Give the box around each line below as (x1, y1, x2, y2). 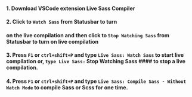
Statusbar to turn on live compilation (6, 38, 99, 45)
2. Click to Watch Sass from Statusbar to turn (6, 18, 117, 25)
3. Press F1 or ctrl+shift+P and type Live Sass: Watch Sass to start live (6, 51, 184, 59)
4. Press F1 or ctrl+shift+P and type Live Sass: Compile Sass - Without (6, 77, 187, 85)
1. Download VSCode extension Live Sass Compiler (6, 5, 135, 12)
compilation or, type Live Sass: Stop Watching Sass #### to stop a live (6, 58, 186, 65)
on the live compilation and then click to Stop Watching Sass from (6, 31, 170, 38)
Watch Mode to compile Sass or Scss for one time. (6, 83, 128, 91)
